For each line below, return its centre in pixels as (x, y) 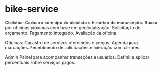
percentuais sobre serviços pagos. (40, 62)
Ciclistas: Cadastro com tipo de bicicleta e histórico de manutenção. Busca (81, 23)
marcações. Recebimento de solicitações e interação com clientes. (73, 47)
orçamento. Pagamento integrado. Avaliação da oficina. (61, 33)
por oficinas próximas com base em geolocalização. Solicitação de (73, 27)
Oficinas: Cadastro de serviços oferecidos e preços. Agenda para (72, 42)
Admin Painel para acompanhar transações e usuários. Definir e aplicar (77, 57)
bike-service (32, 9)
